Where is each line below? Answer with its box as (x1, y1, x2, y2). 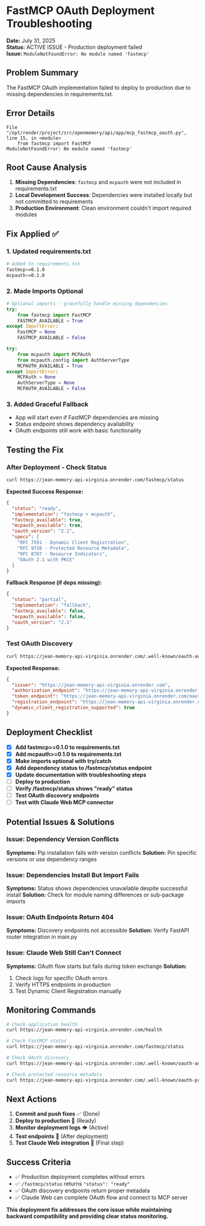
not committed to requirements (15, 198, 93, 205)
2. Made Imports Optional (6, 287, 84, 295)
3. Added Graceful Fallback (6, 400, 88, 408)
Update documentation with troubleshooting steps (15, 771, 146, 778)
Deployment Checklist (6, 727, 93, 737)
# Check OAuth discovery (6, 1055, 70, 1061)
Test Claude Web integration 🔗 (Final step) (15, 1139, 124, 1147)
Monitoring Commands (6, 1005, 96, 1016)
